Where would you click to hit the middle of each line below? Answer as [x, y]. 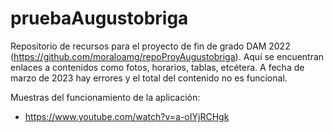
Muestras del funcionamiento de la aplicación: [105, 97]
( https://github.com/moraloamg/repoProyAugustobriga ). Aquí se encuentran [167, 56]
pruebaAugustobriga [99, 18]
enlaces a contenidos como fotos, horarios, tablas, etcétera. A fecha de [157, 67]
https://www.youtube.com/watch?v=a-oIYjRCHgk [127, 116]
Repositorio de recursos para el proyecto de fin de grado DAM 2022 [150, 46]
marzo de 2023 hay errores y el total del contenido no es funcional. [149, 78]
